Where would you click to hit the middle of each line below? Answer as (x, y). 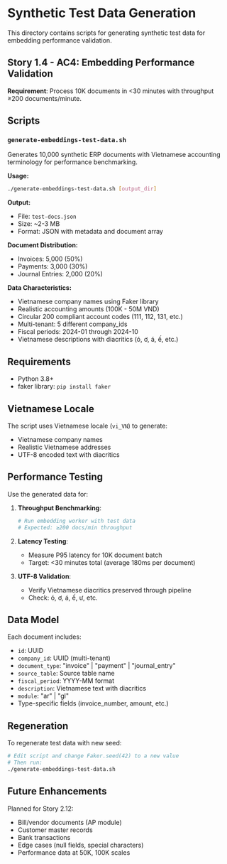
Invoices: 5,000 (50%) (50, 259)
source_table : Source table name (66, 674)
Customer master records (55, 830)
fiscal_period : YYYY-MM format (66, 681)
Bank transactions (44, 837)
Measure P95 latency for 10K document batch (95, 555)
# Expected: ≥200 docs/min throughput (75, 527)
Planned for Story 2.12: (40, 809)
